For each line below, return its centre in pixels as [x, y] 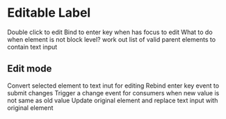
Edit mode [30, 69]
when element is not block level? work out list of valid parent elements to [112, 39]
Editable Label [49, 13]
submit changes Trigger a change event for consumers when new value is [113, 93]
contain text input [32, 47]
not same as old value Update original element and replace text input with [113, 100]
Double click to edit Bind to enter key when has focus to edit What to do [110, 32]
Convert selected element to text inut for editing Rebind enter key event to [113, 86]
